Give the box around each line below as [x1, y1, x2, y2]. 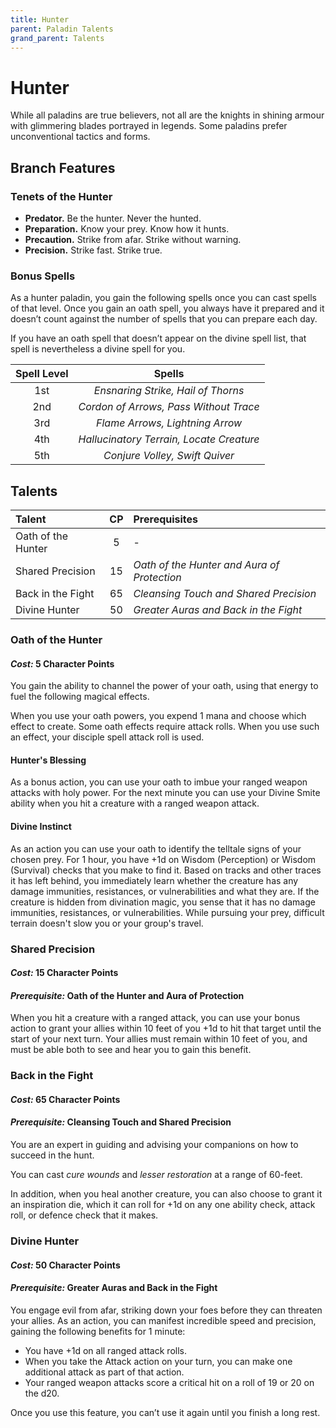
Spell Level [15, 367, 69, 381]
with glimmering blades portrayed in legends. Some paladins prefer [10, 120, 288, 132]
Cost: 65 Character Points [10, 1093, 121, 1105]
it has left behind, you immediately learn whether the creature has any [10, 874, 299, 886]
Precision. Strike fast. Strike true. [24, 244, 163, 256]
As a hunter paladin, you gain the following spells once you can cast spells [10, 292, 317, 304]
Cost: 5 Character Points [10, 657, 115, 670]
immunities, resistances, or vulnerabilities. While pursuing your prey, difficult [10, 906, 325, 918]
